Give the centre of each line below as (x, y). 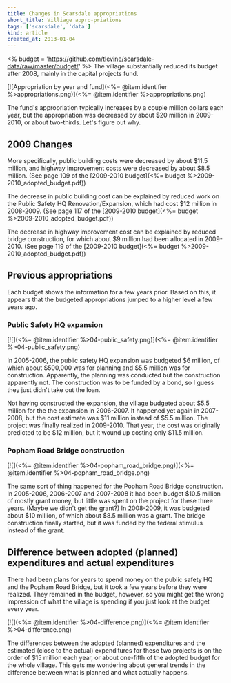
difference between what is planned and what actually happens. (98, 673)
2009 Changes (40, 144)
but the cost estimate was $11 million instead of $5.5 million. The (117, 418)
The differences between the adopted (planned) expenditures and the (106, 643)
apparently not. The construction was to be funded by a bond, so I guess (111, 383)
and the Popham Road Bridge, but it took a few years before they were (107, 587)
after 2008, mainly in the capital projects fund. (73, 74)
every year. (23, 609)
